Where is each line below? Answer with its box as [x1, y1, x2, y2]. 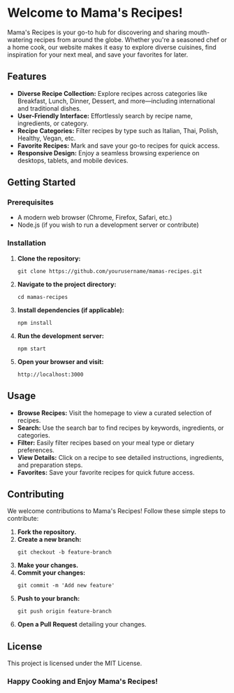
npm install [17, 319, 52, 326]
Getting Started [7, 176, 76, 188]
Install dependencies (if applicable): [17, 306, 124, 314]
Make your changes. [17, 561, 79, 570]
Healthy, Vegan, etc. [17, 134, 76, 142]
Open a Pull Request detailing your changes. [17, 620, 147, 629]
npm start [17, 345, 47, 352]
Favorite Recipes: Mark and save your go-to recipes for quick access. [17, 141, 220, 150]
